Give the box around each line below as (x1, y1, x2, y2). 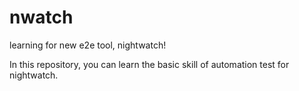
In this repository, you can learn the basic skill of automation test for (9, 58, 290, 70)
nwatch (9, 6, 74, 29)
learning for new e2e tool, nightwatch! (9, 39, 167, 51)
